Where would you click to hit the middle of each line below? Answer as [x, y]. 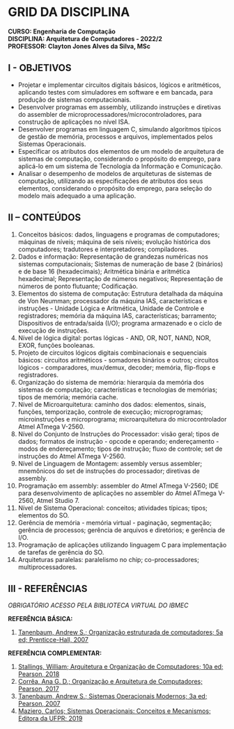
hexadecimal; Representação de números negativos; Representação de [120, 278]
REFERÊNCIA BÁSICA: [40, 619]
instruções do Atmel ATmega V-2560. [72, 456]
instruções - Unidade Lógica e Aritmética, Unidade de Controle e [111, 308]
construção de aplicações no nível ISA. [74, 122]
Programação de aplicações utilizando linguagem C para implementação [122, 545]
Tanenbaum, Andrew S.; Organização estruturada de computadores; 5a [120, 632]
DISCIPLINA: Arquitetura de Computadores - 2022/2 [85, 38]
